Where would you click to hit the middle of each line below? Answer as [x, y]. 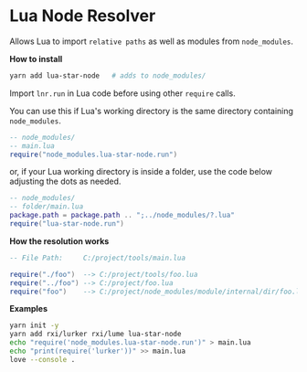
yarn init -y [34, 325]
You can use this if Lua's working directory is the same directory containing [152, 111]
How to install [36, 58]
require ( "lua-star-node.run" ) [67, 224]
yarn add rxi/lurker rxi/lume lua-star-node [95, 335]
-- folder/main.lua [47, 207]
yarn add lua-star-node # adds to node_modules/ [108, 75]
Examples [29, 309]
